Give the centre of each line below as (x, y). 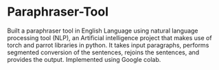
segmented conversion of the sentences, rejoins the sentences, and (103, 52)
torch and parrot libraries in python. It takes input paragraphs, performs (108, 45)
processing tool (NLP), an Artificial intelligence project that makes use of (109, 37)
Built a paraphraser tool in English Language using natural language (103, 31)
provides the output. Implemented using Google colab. (84, 59)
